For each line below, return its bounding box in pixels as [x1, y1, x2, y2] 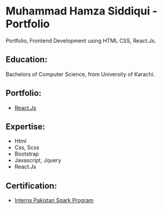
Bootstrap [14, 150, 39, 157]
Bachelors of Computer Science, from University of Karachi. [5, 71, 155, 78]
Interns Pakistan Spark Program [14, 197, 94, 204]
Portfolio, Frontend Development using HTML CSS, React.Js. [5, 37, 156, 44]
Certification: [5, 180, 57, 191]
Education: [5, 54, 48, 65]
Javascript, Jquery [14, 157, 62, 164]
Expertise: [5, 121, 46, 132]
